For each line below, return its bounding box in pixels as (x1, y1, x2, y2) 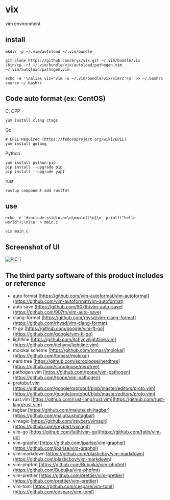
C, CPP (5, 108, 20, 114)
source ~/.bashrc (5, 80, 42, 86)
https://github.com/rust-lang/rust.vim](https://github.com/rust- (32, 396, 165, 402)
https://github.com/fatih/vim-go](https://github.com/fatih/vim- (30, 429, 162, 435)
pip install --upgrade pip (5, 164, 63, 170)
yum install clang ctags (5, 118, 58, 123)
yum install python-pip (5, 160, 56, 165)
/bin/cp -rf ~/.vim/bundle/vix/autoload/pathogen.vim (5, 62, 123, 68)
